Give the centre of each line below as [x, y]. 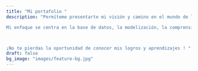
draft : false [22, 54]
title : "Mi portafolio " [37, 11]
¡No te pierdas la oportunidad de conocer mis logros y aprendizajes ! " [99, 48]
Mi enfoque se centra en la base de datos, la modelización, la [87, 27]
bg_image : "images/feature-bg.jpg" [50, 59]
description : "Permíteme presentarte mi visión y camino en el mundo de [97, 17]
